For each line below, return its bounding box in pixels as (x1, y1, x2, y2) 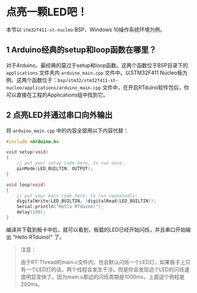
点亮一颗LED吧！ (6, 5, 88, 19)
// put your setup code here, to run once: (16, 160, 125, 166)
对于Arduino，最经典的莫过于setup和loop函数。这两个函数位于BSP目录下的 (6, 61, 188, 68)
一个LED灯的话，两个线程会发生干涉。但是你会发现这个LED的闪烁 (25, 266, 185, 273)
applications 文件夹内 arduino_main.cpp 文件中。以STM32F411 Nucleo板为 (6, 69, 188, 76)
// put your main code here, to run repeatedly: (16, 193, 138, 199)
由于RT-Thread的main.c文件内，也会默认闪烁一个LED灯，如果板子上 (20, 258, 186, 265)
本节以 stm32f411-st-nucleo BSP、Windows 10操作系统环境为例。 (6, 26, 166, 33)
